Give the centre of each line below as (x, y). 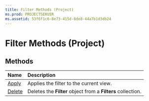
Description (41, 75)
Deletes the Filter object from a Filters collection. (84, 92)
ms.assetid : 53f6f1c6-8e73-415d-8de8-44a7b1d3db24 (58, 19)
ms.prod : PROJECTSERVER (30, 14)
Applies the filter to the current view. (70, 83)
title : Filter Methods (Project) (39, 10)
